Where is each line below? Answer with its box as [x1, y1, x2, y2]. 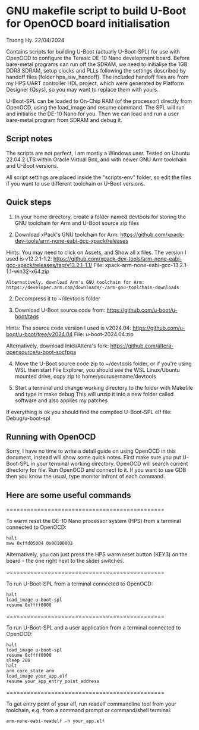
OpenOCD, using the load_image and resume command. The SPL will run [6, 104, 185, 111]
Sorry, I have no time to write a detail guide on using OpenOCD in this [6, 447, 176, 455]
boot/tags [14, 312, 39, 319]
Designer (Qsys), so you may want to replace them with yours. [6, 86, 159, 93]
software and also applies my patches [14, 397, 108, 404]
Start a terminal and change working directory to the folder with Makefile [14, 384, 193, 391]
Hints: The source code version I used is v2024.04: [6, 324, 132, 331]
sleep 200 [6, 657, 31, 664]
